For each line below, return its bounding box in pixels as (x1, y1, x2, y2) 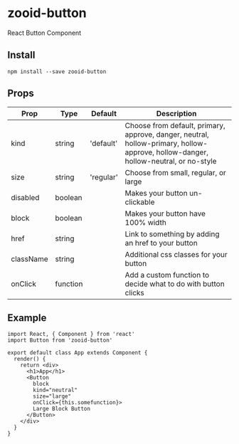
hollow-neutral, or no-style (124, 156, 217, 166)
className (11, 254, 48, 264)
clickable (124, 197, 155, 207)
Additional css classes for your (124, 249, 228, 259)
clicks (124, 287, 144, 297)
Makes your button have (124, 208, 206, 218)
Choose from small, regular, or (124, 167, 226, 177)
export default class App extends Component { (7, 349, 148, 356)
